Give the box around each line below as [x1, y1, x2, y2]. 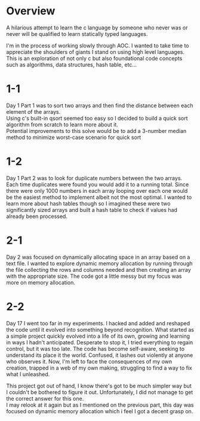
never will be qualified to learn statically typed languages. [6, 30, 148, 37]
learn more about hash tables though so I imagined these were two [6, 199, 171, 207]
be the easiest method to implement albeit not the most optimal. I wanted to [6, 193, 192, 201]
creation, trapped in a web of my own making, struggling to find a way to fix [6, 364, 192, 371]
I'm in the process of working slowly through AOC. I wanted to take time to [6, 42, 189, 49]
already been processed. [6, 213, 67, 220]
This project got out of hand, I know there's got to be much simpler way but [6, 382, 192, 389]
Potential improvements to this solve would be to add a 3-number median [6, 127, 187, 134]
